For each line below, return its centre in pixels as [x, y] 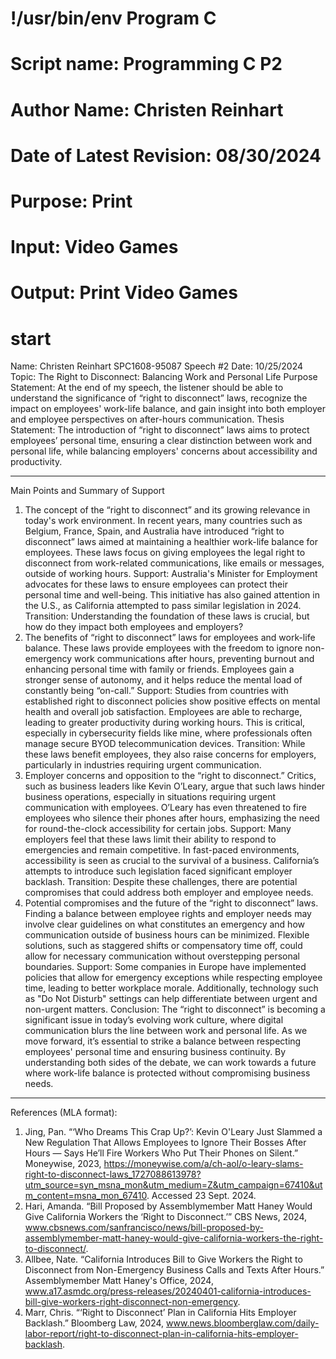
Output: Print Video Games [124, 293]
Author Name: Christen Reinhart [147, 109]
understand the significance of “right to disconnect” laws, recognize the [159, 398]
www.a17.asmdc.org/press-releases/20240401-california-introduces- [168, 1291]
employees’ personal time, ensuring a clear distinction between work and [161, 441]
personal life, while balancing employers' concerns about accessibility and [164, 451]
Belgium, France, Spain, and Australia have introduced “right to [154, 531]
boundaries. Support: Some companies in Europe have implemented [165, 967]
